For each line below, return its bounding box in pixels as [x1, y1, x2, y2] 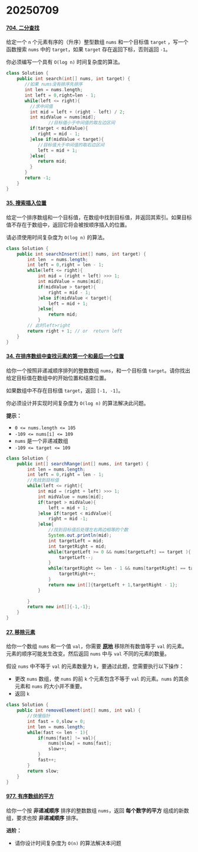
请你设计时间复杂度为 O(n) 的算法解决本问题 [14, 839, 122, 847]
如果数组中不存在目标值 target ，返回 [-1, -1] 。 [6, 387, 124, 394]
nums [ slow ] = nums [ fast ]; [48, 741, 112, 747]
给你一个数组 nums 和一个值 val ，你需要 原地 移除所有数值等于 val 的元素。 [6, 643, 187, 650]
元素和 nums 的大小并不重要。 [14, 683, 85, 690]
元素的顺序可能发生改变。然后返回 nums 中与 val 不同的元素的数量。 [6, 650, 170, 657]
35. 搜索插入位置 [6, 200, 47, 207]
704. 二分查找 [6, 24, 39, 31]
